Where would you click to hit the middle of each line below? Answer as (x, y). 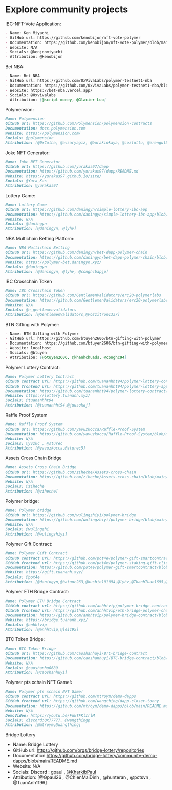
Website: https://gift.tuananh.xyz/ (44, 572)
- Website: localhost (28, 348)
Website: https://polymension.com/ (43, 133)
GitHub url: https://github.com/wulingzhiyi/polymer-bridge (71, 515)
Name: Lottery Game (26, 205)
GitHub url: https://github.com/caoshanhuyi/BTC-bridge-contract (76, 653)
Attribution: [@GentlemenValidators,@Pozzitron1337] (63, 314)
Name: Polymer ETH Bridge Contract (43, 601)
